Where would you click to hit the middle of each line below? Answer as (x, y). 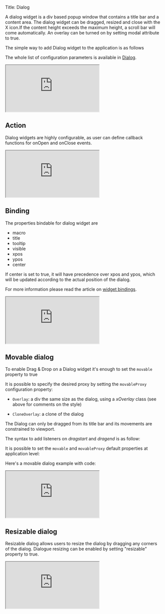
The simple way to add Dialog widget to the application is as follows (75, 48)
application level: (22, 454)
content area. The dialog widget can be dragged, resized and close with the (83, 22)
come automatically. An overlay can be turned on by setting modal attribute (82, 33)
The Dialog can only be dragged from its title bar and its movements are (79, 424)
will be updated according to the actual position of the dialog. (68, 280)
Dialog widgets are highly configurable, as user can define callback (74, 137)
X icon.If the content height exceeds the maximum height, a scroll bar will (80, 27)
